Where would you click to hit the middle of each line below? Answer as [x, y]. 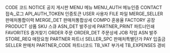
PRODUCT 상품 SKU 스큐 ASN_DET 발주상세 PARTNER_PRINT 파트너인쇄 [80, 26]
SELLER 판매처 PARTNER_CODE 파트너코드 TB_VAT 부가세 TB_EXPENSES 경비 [86, 45]
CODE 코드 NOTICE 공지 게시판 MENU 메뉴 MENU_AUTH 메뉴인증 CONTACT [84, 7]
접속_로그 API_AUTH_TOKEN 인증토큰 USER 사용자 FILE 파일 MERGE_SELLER [84, 14]
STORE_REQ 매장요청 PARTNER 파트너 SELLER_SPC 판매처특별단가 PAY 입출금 [86, 39]
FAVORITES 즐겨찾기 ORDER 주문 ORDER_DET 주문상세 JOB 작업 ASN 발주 [81, 33]
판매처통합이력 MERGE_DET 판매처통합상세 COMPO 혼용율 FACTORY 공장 [80, 20]
